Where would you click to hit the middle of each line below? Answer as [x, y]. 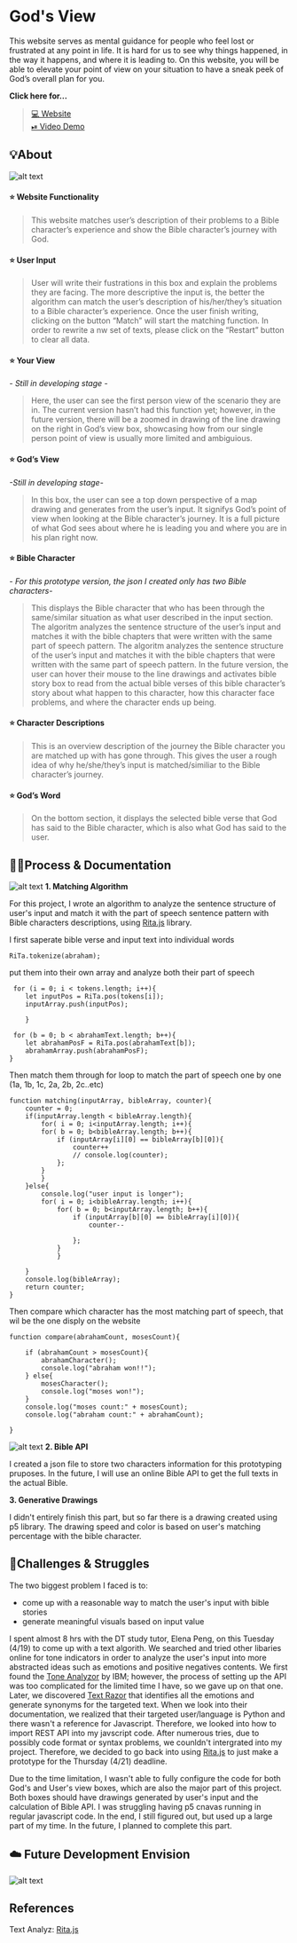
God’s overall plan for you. [57, 78]
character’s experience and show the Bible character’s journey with [154, 229]
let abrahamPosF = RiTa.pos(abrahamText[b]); [111, 1043]
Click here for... [39, 96]
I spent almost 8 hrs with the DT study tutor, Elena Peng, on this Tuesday [142, 1639]
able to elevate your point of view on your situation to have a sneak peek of [146, 69]
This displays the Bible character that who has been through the [148, 608]
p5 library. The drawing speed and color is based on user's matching [135, 1526]
